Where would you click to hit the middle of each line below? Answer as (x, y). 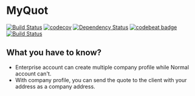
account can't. (33, 74)
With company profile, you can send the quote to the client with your (101, 80)
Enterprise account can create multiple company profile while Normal (102, 67)
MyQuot (27, 11)
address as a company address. (55, 86)
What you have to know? (54, 53)
